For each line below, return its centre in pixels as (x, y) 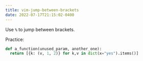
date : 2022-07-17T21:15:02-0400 (40, 15)
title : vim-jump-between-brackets (42, 10)
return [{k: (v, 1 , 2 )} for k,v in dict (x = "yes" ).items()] (74, 54)
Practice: (15, 39)
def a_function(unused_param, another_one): (54, 49)
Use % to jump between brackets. (40, 29)
